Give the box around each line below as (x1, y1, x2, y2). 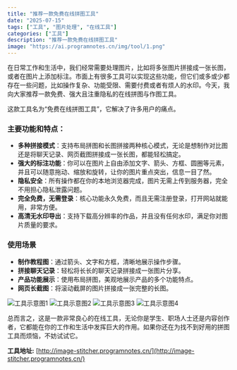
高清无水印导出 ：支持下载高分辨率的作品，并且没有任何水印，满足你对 (17, 212, 222, 221)
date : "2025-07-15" (7, 17, 65, 24)
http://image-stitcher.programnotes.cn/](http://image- (37, 346, 195, 354)
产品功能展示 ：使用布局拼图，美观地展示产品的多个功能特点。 (17, 275, 197, 283)
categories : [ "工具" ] (7, 30, 69, 37)
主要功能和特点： (7, 124, 66, 134)
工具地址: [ (7, 346, 39, 354)
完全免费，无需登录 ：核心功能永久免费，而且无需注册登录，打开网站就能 (17, 195, 228, 203)
